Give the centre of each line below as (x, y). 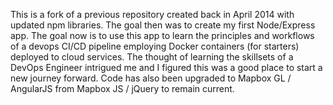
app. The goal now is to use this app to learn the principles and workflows (162, 35)
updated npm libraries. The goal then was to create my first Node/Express (163, 25)
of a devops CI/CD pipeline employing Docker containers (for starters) (155, 46)
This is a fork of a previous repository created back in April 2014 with (152, 14)
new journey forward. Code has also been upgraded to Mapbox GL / (151, 78)
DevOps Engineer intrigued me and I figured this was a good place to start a (166, 67)
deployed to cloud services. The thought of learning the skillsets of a (152, 57)
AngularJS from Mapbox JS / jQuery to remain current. (122, 88)
